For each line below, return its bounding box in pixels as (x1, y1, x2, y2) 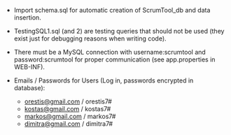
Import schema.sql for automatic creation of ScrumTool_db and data (13, 6, 211, 14)
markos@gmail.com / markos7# (24, 112, 116, 120)
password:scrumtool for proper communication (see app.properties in (13, 55, 216, 64)
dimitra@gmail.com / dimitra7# (24, 120, 113, 128)
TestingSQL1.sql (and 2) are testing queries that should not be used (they (13, 27, 225, 35)
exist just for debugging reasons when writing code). (13, 34, 167, 43)
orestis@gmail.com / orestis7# (24, 97, 112, 106)
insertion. (13, 13, 42, 22)
